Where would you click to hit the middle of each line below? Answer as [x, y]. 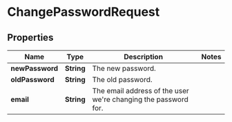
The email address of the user [141, 91]
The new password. [124, 68]
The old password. [123, 80]
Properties [30, 38]
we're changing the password [140, 99]
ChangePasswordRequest [84, 12]
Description [144, 57]
